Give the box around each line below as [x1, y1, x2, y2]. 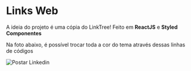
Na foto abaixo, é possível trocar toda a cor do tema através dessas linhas [6, 41, 186, 48]
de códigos [6, 47, 33, 54]
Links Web [6, 4, 59, 18]
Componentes [6, 29, 42, 36]
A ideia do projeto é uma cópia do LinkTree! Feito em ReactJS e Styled [6, 23, 178, 31]
